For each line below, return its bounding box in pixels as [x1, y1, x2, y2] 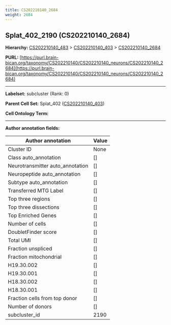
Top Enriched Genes [8, 212, 57, 219]
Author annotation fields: [5, 125, 60, 131]
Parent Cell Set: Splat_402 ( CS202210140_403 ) [5, 100, 105, 107]
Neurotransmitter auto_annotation [8, 163, 89, 170]
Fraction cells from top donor [8, 295, 77, 302]
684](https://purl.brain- [5, 65, 54, 71]
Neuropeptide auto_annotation [8, 171, 80, 178]
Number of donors [8, 303, 52, 310]
